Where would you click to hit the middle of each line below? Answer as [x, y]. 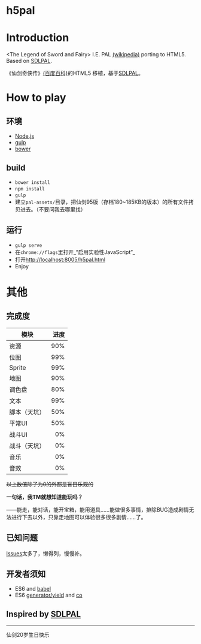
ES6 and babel [33, 589]
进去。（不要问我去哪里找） [53, 209]
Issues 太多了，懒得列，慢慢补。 [46, 553]
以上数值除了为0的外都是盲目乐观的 [50, 484]
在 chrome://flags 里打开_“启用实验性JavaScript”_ [75, 252]
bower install [32, 182]
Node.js [25, 136]
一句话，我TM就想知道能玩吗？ [45, 497]
